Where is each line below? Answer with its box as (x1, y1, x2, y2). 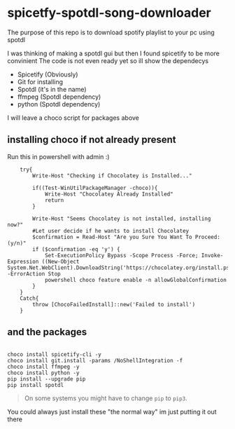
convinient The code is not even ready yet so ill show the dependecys (7, 56, 208, 64)
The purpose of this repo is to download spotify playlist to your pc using (7, 28, 215, 36)
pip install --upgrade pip (7, 375, 86, 383)
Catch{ (20, 294, 39, 302)
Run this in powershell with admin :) (7, 152, 110, 161)
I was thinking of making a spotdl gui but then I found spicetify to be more (7, 49, 220, 57)
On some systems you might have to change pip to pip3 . (24, 394, 187, 402)
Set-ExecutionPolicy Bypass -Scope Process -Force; (44, 252, 199, 259)
